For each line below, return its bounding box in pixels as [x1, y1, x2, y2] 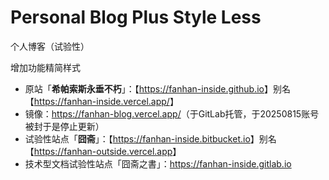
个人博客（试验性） [10, 40, 90, 52]
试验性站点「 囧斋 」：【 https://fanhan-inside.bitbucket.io [24, 132, 251, 145]
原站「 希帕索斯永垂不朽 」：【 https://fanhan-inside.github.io [24, 82, 265, 95]
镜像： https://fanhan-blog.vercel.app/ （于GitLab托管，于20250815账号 [24, 107, 320, 120]
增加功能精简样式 [10, 61, 81, 73]
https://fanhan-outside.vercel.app [33, 145, 173, 157]
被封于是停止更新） [24, 120, 105, 132]
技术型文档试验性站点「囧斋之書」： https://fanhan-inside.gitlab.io [24, 157, 292, 170]
